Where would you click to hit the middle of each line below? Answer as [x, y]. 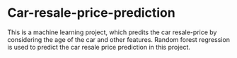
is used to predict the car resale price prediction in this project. [99, 47]
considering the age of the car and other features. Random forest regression [118, 39]
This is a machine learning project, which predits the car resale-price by [112, 32]
